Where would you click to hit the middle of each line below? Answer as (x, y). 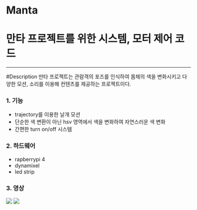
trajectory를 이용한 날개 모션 (47, 115)
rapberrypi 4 (30, 159)
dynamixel (27, 165)
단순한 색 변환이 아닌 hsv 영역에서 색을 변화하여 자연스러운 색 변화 (90, 122)
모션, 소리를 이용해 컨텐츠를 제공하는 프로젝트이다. (74, 84)
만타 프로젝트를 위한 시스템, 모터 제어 (89, 39)
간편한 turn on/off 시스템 (43, 129)
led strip (25, 172)
